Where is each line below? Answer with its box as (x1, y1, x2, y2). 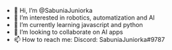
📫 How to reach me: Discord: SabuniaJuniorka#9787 (13, 36, 165, 43)
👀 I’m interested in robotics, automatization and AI (13, 14, 155, 22)
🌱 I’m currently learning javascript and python (13, 21, 143, 28)
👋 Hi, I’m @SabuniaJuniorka (13, 7, 93, 14)
